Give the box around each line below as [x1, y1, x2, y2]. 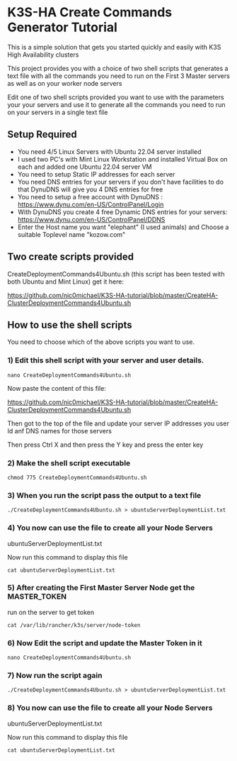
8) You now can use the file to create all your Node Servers [7, 703, 213, 713]
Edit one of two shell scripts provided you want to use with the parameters [7, 93, 224, 101]
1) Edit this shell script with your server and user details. [7, 355, 204, 365]
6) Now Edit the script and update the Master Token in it [7, 638, 203, 648]
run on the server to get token [7, 608, 95, 616]
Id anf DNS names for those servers [7, 426, 112, 435]
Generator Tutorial [7, 19, 118, 35]
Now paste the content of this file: [7, 384, 106, 392]
